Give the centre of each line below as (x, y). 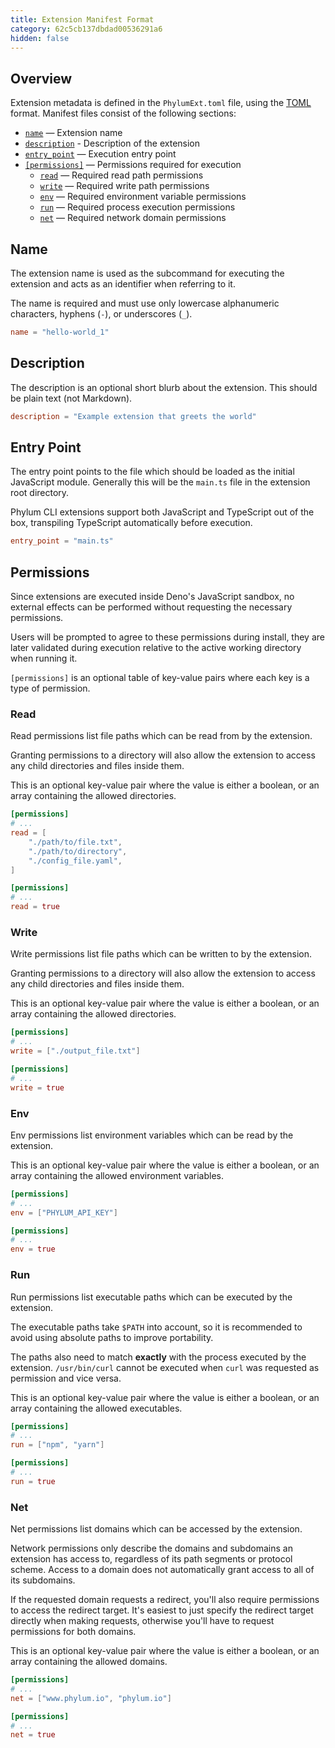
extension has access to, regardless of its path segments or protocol (151, 1559)
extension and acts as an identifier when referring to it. (123, 284)
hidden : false (40, 38)
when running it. (44, 658)
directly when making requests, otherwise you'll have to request (142, 1621)
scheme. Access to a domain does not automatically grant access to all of (162, 1570)
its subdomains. (43, 1580)
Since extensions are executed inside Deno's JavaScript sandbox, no (152, 597)
